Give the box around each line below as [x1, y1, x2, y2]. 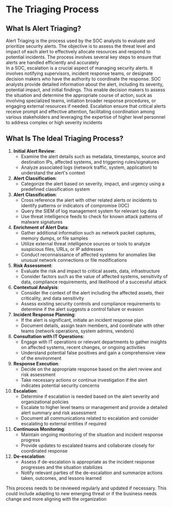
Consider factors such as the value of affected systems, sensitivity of [21, 273, 168, 279]
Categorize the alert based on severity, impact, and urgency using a [21, 181, 165, 187]
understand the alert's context [21, 169, 85, 175]
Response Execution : [13, 360, 60, 366]
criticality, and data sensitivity [21, 295, 84, 301]
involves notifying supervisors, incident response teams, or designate [6, 70, 153, 76]
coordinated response [21, 447, 68, 454]
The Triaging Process [6, 4, 99, 15]
